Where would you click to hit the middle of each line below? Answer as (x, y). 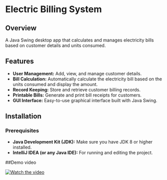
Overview (21, 28)
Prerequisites (22, 131)
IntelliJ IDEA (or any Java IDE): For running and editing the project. (83, 152)
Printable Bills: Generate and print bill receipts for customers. (77, 95)
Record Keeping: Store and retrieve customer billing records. (76, 89)
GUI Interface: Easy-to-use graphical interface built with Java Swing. (85, 100)
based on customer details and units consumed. (56, 46)
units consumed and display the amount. (55, 84)
